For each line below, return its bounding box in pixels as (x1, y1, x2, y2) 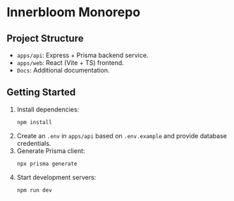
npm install (16, 118, 52, 126)
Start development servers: (16, 173, 97, 181)
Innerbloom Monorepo (6, 4, 141, 20)
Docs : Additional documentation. (16, 66, 110, 74)
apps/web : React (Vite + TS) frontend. (16, 59, 124, 67)
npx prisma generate (16, 160, 78, 167)
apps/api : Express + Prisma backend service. (16, 51, 149, 59)
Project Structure (6, 32, 84, 44)
